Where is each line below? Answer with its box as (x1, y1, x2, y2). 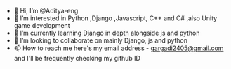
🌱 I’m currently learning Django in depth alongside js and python (13, 29, 200, 37)
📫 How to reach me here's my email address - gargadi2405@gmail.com (13, 44, 224, 52)
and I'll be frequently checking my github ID (13, 54, 140, 62)
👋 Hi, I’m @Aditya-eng (13, 7, 79, 15)
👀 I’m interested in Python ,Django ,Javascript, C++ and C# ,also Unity (13, 14, 218, 22)
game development (13, 22, 70, 29)
